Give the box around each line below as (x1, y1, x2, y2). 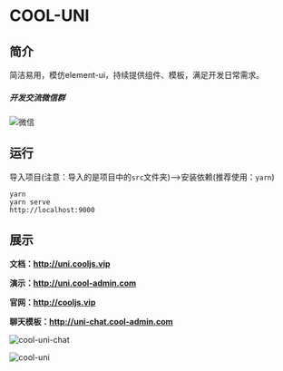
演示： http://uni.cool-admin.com (9, 278, 137, 288)
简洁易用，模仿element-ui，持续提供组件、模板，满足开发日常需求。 (9, 70, 265, 80)
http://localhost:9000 (9, 205, 95, 214)
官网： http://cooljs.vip (9, 297, 96, 308)
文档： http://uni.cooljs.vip (9, 258, 111, 268)
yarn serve (9, 197, 51, 207)
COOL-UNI (9, 5, 90, 26)
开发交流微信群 (9, 92, 65, 103)
